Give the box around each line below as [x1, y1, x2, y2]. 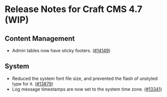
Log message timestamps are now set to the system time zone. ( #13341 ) [12, 86, 162, 92]
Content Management [5, 34, 75, 43]
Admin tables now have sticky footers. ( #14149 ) [12, 48, 111, 53]
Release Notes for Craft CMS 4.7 [5, 4, 143, 15]
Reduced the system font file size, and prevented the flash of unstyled [12, 75, 158, 81]
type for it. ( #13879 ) [12, 80, 54, 86]
